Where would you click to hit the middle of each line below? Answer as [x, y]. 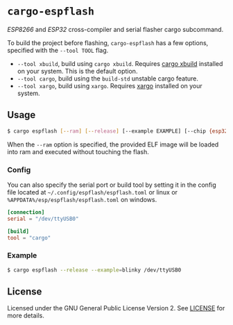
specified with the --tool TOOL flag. [58, 50]
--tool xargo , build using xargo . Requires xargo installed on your [110, 85]
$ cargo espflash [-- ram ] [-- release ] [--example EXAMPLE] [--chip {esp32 [118, 131]
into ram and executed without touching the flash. [78, 151]
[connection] [26, 212]
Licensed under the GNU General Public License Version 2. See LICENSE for [116, 308]
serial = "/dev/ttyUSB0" [43, 219]
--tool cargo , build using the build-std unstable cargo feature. [108, 78]
